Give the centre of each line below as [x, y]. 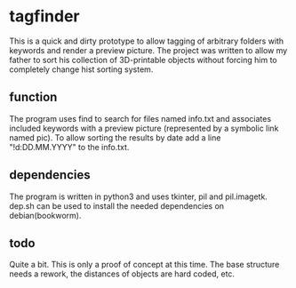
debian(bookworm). [45, 215]
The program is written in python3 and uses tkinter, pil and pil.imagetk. [139, 196]
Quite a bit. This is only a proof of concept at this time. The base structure [144, 265]
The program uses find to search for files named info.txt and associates [140, 118]
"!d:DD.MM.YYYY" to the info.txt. [69, 147]
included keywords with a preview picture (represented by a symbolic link [144, 128]
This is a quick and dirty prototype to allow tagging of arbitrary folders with [147, 41]
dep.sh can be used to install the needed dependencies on [117, 205]
